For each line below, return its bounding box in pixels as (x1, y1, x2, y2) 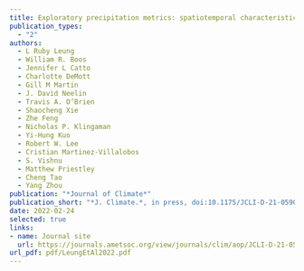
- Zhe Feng (17, 114, 59, 123)
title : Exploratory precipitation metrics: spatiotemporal (9, 13, 237, 23)
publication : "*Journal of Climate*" (9, 190, 152, 199)
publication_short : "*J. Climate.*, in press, (9, 198, 188, 208)
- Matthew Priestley (17, 164, 95, 173)
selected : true (9, 214, 67, 224)
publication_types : (9, 22, 83, 31)
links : (9, 223, 34, 232)
